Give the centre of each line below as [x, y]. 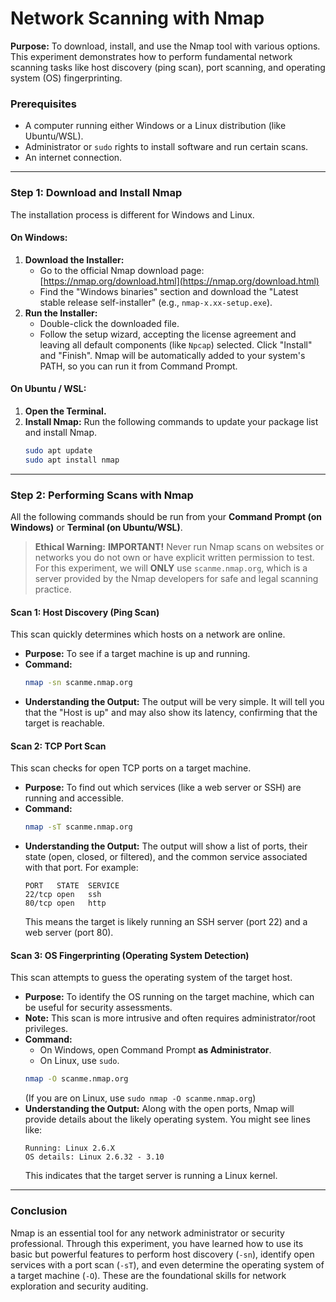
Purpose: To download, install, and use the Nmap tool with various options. [165, 46]
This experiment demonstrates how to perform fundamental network [151, 56]
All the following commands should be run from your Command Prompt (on [166, 516]
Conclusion [39, 1211]
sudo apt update [58, 450]
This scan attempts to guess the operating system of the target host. [151, 978]
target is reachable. [64, 723]
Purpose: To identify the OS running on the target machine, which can [169, 997]
